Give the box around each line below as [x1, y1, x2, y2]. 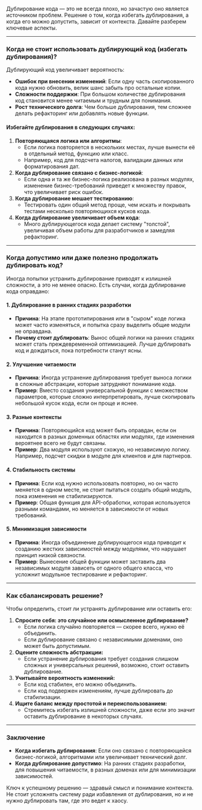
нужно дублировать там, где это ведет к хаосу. [6, 797, 128, 805]
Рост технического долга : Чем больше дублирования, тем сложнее [14, 104, 191, 111]
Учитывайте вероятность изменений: [14, 674, 115, 682]
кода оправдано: [6, 287, 50, 294]
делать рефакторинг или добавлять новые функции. [14, 110, 149, 117]
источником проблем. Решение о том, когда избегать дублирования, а [6, 11, 189, 19]
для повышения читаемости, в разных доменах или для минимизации [14, 766, 197, 773]
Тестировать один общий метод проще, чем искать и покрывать [23, 201, 191, 208]
